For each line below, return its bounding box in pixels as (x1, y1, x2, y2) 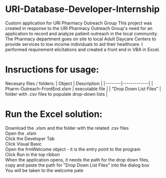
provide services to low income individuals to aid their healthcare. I (5, 41, 143, 47)
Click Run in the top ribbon (5, 151, 60, 158)
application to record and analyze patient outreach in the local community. (5, 30, 158, 36)
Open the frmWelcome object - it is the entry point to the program (5, 146, 141, 152)
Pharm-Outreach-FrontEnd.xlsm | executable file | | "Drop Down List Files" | (5, 86, 161, 92)
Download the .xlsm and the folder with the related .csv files (5, 125, 129, 131)
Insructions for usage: (5, 64, 99, 75)
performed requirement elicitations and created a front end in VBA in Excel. (5, 46, 160, 52)
